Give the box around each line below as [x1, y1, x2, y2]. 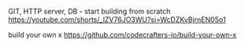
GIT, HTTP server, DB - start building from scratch [8, 7, 171, 16]
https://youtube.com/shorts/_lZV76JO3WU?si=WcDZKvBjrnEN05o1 [8, 15, 226, 24]
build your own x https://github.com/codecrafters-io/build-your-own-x [8, 31, 237, 39]
